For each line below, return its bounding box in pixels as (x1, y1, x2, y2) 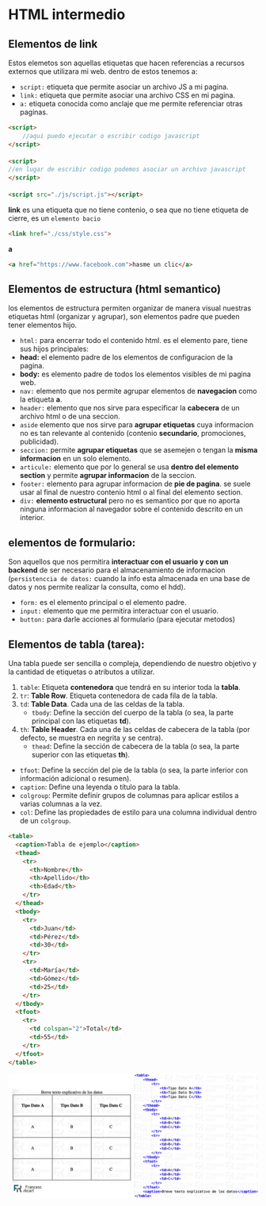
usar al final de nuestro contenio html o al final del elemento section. (19, 487, 243, 497)
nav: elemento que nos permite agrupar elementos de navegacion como (19, 387, 257, 396)
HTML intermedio (8, 6, 126, 24)
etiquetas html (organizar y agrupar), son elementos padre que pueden (8, 312, 240, 322)
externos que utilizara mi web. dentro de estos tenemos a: (8, 67, 198, 76)
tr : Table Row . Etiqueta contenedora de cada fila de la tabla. (19, 691, 218, 700)
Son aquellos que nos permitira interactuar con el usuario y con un (8, 557, 229, 567)
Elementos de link (8, 37, 98, 51)
